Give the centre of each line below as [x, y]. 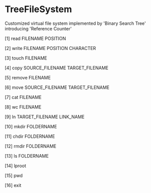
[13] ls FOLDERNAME [27, 156]
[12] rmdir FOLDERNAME [31, 146]
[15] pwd [14, 175]
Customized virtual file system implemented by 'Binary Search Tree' [75, 23]
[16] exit [13, 185]
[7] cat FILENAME [23, 97]
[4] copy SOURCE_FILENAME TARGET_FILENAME [57, 68]
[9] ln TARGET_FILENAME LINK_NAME [45, 117]
